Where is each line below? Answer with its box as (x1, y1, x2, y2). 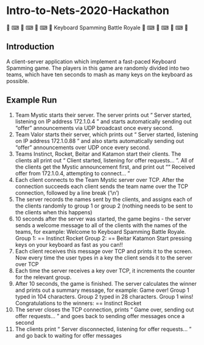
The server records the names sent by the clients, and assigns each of (15, 195, 192, 203)
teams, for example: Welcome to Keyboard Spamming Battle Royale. (15, 228, 186, 235)
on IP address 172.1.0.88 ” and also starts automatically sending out (15, 137, 185, 144)
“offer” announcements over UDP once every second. (15, 143, 150, 151)
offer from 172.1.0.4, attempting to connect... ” (15, 169, 130, 177)
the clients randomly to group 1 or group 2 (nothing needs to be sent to (15, 202, 193, 209)
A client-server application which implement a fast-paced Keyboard (6, 57, 177, 65)
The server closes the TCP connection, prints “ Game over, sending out (15, 306, 194, 313)
